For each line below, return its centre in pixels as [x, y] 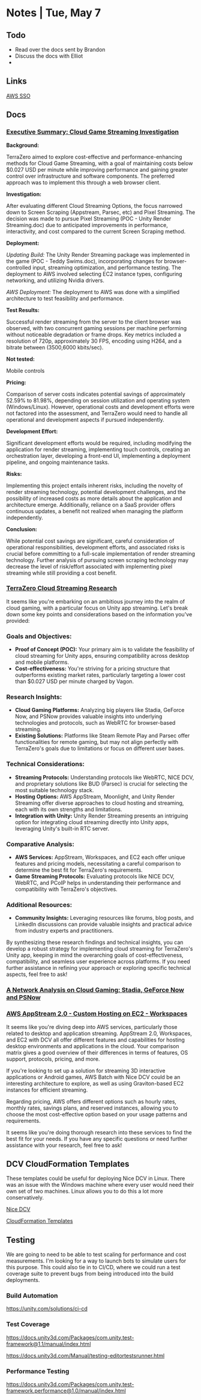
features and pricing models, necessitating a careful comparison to [98, 863]
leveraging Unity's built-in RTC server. [62, 828]
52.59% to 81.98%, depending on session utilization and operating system [98, 400]
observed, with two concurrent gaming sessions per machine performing [97, 328]
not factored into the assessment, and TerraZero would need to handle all [97, 413]
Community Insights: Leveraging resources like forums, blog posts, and [104, 918]
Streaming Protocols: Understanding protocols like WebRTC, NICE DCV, [104, 777]
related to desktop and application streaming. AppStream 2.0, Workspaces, [99, 1033]
